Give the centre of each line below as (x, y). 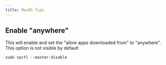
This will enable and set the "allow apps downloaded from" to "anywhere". (83, 43)
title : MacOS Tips (25, 10)
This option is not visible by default (42, 48)
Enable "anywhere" (37, 31)
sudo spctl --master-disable (36, 57)
